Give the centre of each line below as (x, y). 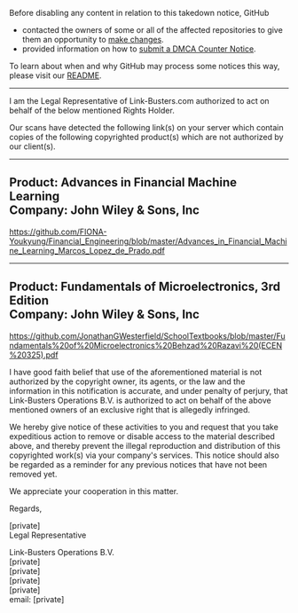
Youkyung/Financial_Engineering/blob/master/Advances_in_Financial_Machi (148, 241)
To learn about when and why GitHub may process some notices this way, (145, 66)
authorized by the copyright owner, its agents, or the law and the (127, 381)
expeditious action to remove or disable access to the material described (142, 436)
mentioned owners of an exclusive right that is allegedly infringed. (130, 409)
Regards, (26, 508)
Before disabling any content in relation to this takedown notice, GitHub (139, 13)
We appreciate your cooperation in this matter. (94, 491)
